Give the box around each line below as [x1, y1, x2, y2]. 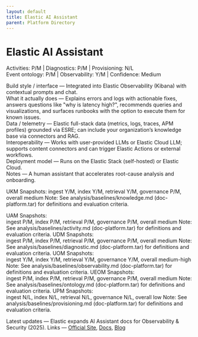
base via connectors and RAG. [6, 132, 80, 140]
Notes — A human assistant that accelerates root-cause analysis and [6, 170, 174, 177]
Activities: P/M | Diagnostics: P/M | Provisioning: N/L [6, 64, 134, 72]
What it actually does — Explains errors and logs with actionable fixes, [6, 95, 177, 102]
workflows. [6, 151, 34, 158]
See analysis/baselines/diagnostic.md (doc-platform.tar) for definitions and [6, 244, 189, 251]
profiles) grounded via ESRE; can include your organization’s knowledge [6, 127, 181, 134]
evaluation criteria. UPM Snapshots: [6, 287, 93, 294]
